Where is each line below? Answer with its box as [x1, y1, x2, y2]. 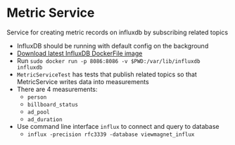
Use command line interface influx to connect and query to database [16, 122, 220, 130]
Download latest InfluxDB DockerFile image [16, 49, 143, 57]
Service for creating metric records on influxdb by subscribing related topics [6, 28, 229, 36]
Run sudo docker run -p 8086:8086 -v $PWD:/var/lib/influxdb [16, 56, 201, 64]
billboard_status [27, 101, 79, 108]
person [27, 93, 47, 101]
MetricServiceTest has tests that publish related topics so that [16, 70, 198, 78]
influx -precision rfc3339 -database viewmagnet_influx [27, 131, 195, 138]
